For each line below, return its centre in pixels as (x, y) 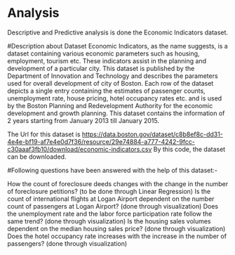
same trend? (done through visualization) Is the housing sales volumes (109, 221)
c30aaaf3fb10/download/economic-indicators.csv (80, 149)
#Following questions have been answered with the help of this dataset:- (112, 170)
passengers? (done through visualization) (67, 243)
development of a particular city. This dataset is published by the (101, 68)
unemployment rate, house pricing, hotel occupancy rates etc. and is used (115, 98)
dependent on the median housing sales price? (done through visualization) (116, 228)
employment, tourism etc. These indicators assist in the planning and (107, 60)
